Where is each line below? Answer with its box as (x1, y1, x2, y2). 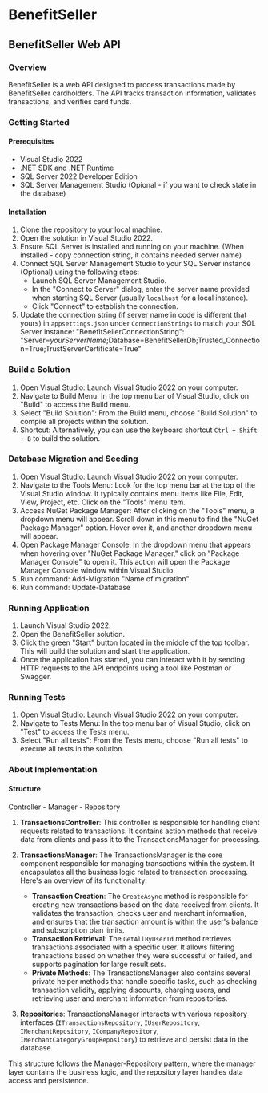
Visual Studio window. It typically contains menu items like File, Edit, (19, 488, 244, 498)
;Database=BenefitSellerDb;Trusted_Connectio (106, 335, 260, 346)
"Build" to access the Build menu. (19, 399, 130, 409)
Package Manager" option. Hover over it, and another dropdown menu (19, 523, 253, 532)
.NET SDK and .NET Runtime (19, 163, 114, 172)
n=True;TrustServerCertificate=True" (19, 344, 142, 354)
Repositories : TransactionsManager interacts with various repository (19, 1009, 248, 1018)
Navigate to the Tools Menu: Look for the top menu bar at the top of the (19, 480, 256, 490)
